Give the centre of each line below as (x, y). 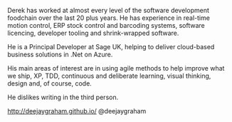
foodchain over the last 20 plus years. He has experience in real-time (109, 18)
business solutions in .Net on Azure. (60, 54)
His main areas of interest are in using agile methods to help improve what (116, 68)
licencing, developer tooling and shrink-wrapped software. (93, 33)
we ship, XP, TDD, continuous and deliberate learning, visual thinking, (109, 76)
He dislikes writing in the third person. (63, 97)
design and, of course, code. (50, 83)
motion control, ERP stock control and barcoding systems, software (106, 25)
